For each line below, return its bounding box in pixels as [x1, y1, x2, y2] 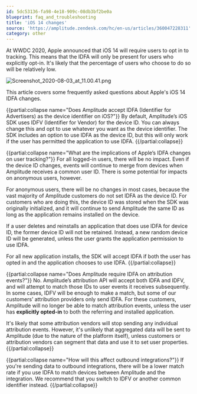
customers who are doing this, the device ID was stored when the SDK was [6, 199, 189, 206]
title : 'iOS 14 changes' [6, 20, 67, 25]
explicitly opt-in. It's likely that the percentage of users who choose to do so [6, 60, 191, 67]
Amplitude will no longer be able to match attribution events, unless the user [6, 302, 191, 309]
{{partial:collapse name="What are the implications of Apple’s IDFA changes [6, 149, 191, 157]
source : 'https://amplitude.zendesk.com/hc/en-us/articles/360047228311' [6, 25, 192, 31]
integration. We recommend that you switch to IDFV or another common [6, 375, 181, 382]
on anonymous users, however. [6, 175, 83, 182]
